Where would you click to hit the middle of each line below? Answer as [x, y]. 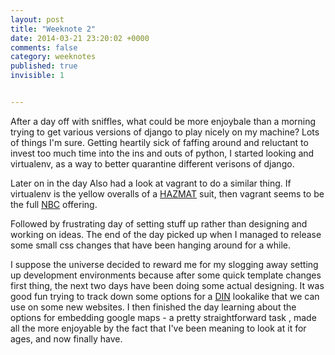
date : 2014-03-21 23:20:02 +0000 [80, 38]
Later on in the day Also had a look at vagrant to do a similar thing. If [151, 183]
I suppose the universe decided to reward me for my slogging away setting [164, 264]
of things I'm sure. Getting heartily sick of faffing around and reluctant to [159, 142]
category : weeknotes [53, 57]
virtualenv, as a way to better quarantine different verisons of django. [152, 163]
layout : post [37, 19]
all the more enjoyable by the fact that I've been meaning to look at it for [158, 328]
